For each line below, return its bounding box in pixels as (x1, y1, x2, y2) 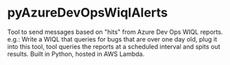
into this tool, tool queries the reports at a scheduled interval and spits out (7, 42, 221, 50)
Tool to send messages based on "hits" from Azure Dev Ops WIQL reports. (7, 28, 223, 36)
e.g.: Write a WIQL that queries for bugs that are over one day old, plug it (7, 35, 217, 43)
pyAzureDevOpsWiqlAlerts (7, 5, 168, 21)
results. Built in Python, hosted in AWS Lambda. (7, 50, 145, 58)
